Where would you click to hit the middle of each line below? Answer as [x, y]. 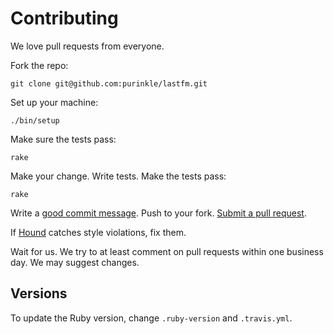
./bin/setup [35, 120]
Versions [39, 293]
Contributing [64, 18]
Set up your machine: [54, 102]
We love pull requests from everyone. [87, 46]
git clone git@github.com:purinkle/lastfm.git [109, 83]
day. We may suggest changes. [75, 262]
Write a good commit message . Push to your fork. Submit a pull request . [158, 213]
